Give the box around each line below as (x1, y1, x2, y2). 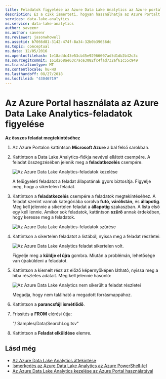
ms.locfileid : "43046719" (5, 76, 58, 81)
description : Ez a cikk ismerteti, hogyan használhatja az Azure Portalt (5, 12, 161, 17)
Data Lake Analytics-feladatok (5, 108, 133, 119)
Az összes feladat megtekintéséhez (5, 134, 81, 141)
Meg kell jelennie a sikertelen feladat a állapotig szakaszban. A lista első (12, 204, 160, 210)
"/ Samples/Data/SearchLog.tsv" (12, 320, 79, 326)
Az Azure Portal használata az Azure (5, 97, 159, 109)
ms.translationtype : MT (5, 62, 54, 67)
